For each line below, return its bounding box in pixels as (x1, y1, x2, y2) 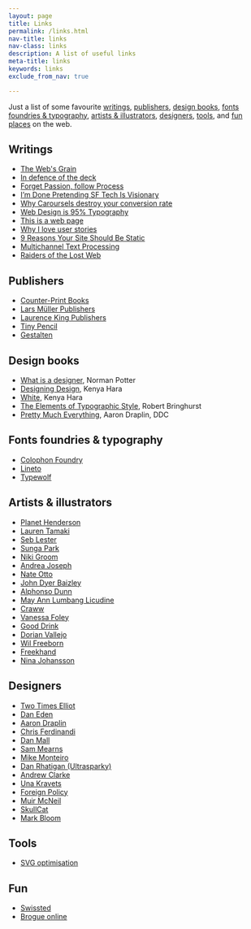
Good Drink (19, 621, 59, 631)
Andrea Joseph (19, 560, 72, 570)
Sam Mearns (19, 744, 63, 753)
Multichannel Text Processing (19, 241, 120, 252)
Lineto (19, 463, 42, 473)
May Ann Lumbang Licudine (19, 595, 115, 605)
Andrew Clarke (19, 770, 71, 779)
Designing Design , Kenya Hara (19, 384, 123, 394)
